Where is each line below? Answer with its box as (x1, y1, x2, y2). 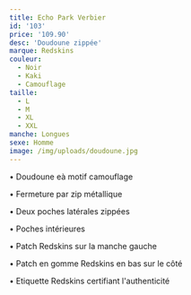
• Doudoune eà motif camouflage (9, 171, 134, 182)
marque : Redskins (9, 47, 74, 56)
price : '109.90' (9, 30, 70, 39)
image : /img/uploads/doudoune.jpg (9, 146, 139, 155)
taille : (9, 88, 39, 97)
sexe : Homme (9, 138, 54, 147)
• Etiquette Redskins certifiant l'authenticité (9, 275, 170, 286)
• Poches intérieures (9, 223, 85, 234)
